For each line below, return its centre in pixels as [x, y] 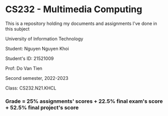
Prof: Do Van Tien [24, 68]
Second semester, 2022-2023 [37, 78]
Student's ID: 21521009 [30, 58]
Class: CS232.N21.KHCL [31, 88]
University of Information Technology [44, 39]
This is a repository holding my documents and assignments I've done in [81, 23]
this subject [17, 28]
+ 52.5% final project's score [42, 107]
